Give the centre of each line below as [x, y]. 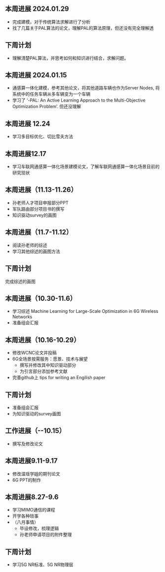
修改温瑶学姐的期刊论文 [36, 474]
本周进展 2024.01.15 [36, 75]
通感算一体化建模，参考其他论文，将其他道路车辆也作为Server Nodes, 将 [86, 88]
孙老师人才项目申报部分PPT [40, 203]
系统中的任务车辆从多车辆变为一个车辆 [51, 94]
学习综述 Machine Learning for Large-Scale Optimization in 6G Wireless [85, 311]
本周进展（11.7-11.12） [39, 232]
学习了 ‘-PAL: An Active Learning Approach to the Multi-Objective [79, 100]
